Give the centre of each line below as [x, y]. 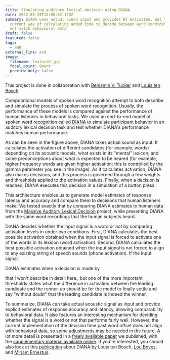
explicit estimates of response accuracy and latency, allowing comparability [84, 309]
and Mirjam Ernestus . [27, 352]
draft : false [19, 33]
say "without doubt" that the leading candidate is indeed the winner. [76, 294]
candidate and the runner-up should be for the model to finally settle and [81, 289]
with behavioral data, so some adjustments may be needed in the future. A [83, 331]
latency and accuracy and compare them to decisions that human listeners [83, 200]
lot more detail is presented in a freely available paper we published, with [81, 336]
